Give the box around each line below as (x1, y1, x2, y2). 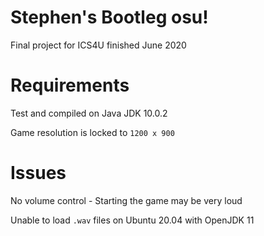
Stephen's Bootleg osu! (10, 6, 209, 29)
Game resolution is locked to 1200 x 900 (10, 126, 175, 138)
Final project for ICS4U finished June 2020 (10, 39, 187, 51)
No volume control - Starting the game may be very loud (10, 194, 243, 206)
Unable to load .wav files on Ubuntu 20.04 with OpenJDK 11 (10, 214, 255, 226)
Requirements (10, 74, 130, 97)
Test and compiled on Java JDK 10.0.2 (10, 107, 168, 119)
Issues (10, 162, 67, 185)
